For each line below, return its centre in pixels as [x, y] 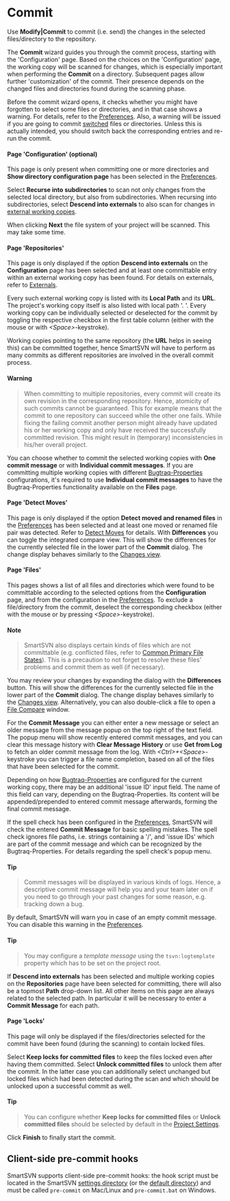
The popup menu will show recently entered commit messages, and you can [115, 738]
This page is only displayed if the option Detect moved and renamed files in [115, 518]
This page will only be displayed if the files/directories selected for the [106, 1036]
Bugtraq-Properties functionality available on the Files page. [92, 487]
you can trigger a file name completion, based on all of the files [125, 760]
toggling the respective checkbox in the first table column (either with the [111, 320]
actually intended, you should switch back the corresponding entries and [110, 131]
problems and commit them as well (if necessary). [94, 667]
